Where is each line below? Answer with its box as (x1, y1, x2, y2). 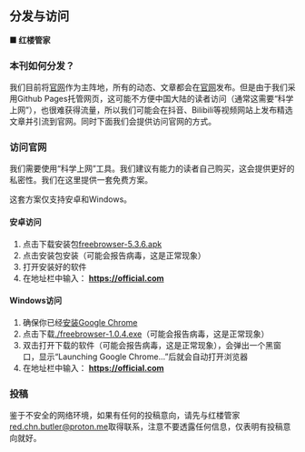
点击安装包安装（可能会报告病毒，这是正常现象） (22, 249, 206, 261)
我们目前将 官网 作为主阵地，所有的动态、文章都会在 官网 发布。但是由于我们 (9, 82, 288, 93)
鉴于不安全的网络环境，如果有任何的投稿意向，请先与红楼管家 (9, 410, 241, 421)
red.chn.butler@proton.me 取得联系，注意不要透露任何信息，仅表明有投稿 (9, 421, 283, 432)
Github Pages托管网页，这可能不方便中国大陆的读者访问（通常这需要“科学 (16, 94, 294, 105)
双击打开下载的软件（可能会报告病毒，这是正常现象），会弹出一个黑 (22, 339, 274, 350)
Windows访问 (9, 295, 62, 306)
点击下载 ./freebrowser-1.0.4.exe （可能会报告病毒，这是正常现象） (22, 328, 270, 339)
